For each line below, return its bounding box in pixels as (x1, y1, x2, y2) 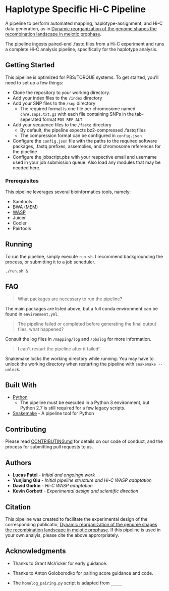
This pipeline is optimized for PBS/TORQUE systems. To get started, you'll (5, 74, 159, 80)
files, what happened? (17, 326, 64, 332)
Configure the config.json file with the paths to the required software (12, 138, 157, 144)
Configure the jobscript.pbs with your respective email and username (12, 154, 157, 160)
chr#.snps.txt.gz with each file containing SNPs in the (20, 111, 134, 117)
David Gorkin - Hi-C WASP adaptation (12, 483, 93, 489)
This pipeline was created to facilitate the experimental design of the (5, 516, 148, 522)
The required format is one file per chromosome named (20, 105, 136, 112)
